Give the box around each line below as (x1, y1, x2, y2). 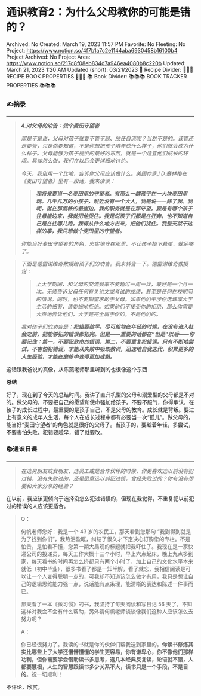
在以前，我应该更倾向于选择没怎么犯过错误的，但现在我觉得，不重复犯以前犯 (6, 494, 194, 502)
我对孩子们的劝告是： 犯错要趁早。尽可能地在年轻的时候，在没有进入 (20, 323, 188, 331)
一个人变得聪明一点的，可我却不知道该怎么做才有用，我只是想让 (31, 572, 188, 580)
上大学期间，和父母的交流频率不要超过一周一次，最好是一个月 (35, 280, 188, 288)
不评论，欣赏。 (6, 683, 43, 691)
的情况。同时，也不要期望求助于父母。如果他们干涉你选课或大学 (35, 295, 193, 303)
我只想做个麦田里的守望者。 (56, 228, 125, 235)
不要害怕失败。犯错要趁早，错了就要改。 (6, 429, 106, 436)
